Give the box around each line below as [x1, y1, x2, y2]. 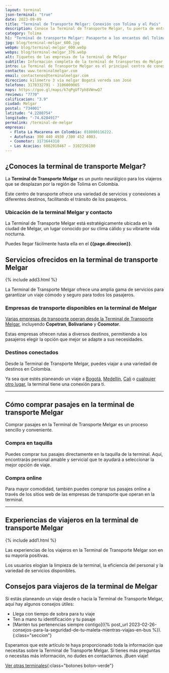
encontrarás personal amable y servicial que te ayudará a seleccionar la [5, 456, 154, 462]
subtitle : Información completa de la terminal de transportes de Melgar [5, 59, 163, 64]
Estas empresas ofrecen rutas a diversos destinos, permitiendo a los [5, 331, 147, 337]
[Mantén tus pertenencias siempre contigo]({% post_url [12, 622, 128, 628]
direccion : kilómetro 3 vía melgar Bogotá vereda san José [5, 78, 132, 83]
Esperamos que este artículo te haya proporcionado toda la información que [5, 642, 163, 648]
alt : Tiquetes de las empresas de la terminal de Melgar [5, 54, 127, 60]
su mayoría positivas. [5, 552, 49, 558]
